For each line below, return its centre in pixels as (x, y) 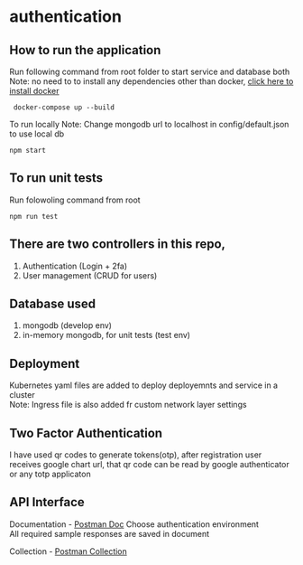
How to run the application (85, 50)
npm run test (34, 216)
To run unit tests (56, 178)
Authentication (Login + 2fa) (75, 266)
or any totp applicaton (50, 474)
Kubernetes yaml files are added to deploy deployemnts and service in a (143, 385)
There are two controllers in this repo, (118, 245)
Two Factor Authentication (86, 433)
